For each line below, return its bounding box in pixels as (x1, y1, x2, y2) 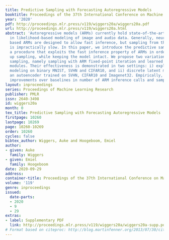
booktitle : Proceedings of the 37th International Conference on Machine (5, 12, 163, 17)
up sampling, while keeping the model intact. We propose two (10, 54, 143, 59)
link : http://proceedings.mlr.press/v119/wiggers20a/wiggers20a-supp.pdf (10, 222, 167, 228)
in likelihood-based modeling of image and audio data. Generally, (10, 36, 154, 41)
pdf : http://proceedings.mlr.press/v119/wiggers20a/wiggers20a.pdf (5, 21, 150, 27)
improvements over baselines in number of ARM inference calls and (10, 77, 154, 83)
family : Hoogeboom (10, 162, 49, 167)
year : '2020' (5, 17, 33, 22)
